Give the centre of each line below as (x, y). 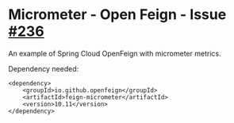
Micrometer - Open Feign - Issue (117, 15)
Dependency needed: (44, 68)
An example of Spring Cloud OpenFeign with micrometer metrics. (115, 53)
